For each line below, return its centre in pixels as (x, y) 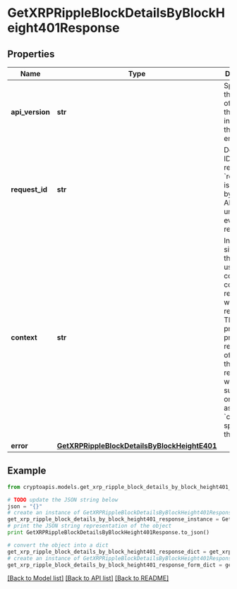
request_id (29, 190)
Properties (31, 54)
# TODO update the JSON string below (63, 500)
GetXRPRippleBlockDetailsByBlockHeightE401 (137, 446)
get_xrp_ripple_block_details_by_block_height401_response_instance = (113, 519)
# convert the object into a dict (58, 545)
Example (27, 471)
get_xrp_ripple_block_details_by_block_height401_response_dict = (107, 552)
